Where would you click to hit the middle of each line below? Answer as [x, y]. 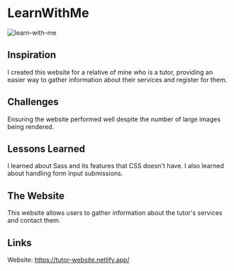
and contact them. [34, 221]
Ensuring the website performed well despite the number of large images [114, 119]
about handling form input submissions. [65, 173]
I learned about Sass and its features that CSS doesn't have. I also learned [116, 166]
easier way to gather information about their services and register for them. [117, 79]
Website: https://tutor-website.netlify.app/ [68, 260]
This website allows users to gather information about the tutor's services [115, 213]
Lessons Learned [46, 149]
